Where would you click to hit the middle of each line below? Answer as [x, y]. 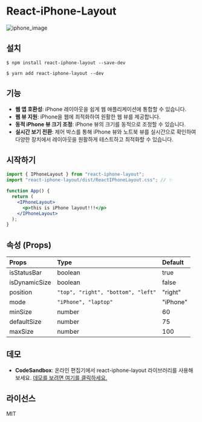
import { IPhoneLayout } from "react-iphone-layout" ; [76, 174]
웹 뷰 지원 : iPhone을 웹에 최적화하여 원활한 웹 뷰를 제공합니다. [88, 117]
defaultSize [25, 322]
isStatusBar [26, 273]
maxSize [21, 332]
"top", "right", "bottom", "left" [107, 292]
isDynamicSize [30, 282]
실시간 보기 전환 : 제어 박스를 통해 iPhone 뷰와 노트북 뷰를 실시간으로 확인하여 [106, 132]
